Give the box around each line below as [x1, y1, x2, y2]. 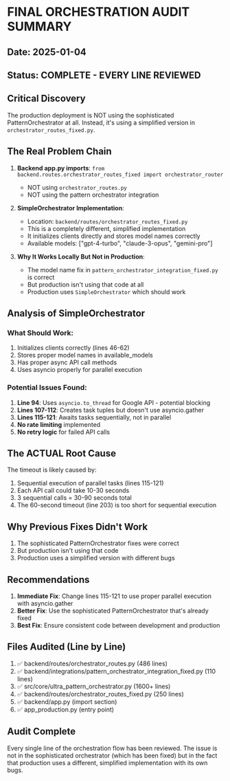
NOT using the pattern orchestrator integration [27, 190, 159, 199]
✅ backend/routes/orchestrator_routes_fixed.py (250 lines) [16, 690, 184, 698]
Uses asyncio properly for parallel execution [16, 366, 143, 374]
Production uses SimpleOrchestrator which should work [27, 287, 186, 296]
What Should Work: [7, 328, 74, 338]
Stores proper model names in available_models [16, 351, 153, 360]
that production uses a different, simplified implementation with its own [7, 758, 208, 767]
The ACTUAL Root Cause [7, 448, 117, 459]
